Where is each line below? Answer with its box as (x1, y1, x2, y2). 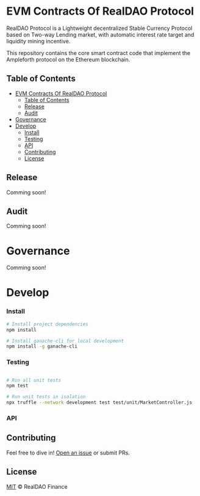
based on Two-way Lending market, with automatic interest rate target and (6, 31, 195, 38)
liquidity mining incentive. (6, 37, 71, 45)
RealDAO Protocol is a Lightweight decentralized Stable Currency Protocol (6, 24, 193, 32)
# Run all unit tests (6, 377, 62, 383)
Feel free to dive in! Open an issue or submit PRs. (6, 449, 130, 456)
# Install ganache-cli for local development (6, 338, 124, 344)
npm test (6, 383, 29, 389)
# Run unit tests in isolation (6, 394, 86, 400)
